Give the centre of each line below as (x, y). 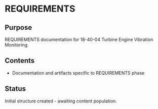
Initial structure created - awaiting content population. (61, 101)
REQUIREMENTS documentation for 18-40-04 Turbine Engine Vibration (79, 39)
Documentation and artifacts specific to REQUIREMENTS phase (78, 73)
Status (15, 89)
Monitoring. (17, 45)
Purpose (18, 28)
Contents (20, 61)
